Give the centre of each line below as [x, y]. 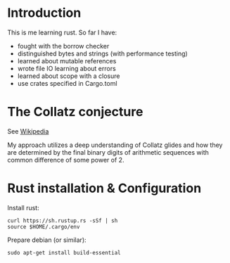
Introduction [44, 13]
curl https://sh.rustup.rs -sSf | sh [63, 220]
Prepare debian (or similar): [47, 240]
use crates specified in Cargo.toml [67, 83]
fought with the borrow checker [63, 46]
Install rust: [24, 207]
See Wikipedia [28, 131]
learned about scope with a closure [69, 76]
